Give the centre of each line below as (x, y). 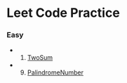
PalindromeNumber (55, 72)
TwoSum (40, 58)
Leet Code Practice (63, 13)
